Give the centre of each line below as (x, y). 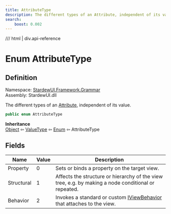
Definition (21, 77)
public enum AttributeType (34, 115)
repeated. (67, 189)
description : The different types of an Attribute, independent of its (83, 15)
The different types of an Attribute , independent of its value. (68, 105)
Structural (20, 183)
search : (13, 19)
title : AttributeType (28, 10)
